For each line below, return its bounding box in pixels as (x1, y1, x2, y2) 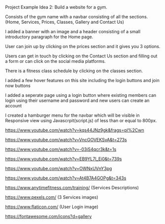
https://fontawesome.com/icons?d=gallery (5, 214, 92, 219)
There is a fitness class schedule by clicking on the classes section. (5, 68, 143, 74)
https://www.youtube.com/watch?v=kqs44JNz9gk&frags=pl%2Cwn (5, 127, 144, 133)
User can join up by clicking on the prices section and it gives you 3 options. (5, 44, 161, 49)
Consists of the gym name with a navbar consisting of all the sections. (5, 14, 148, 19)
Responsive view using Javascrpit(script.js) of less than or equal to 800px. (5, 118, 157, 123)
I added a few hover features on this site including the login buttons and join (5, 78, 160, 83)
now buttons (5, 83, 31, 89)
